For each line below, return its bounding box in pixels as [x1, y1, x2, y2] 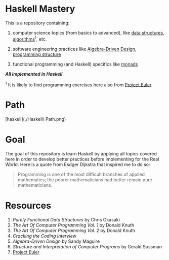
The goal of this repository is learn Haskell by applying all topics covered [5, 151, 157, 157]
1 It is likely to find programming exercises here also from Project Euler [5, 81, 152, 88]
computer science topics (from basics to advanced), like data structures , [12, 29, 164, 36]
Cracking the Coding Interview [12, 233, 77, 239]
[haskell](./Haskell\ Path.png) [5, 116, 66, 122]
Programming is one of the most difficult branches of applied [17, 171, 145, 178]
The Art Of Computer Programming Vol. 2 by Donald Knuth [12, 227, 136, 234]
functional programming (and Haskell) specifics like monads [12, 61, 138, 67]
